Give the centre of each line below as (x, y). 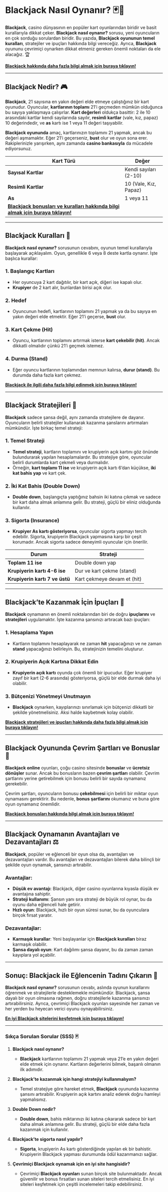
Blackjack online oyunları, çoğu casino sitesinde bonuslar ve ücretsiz (77, 767)
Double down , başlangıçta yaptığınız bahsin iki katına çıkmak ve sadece (86, 497)
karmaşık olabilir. (30, 944)
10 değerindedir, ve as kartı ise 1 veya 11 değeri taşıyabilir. (64, 123)
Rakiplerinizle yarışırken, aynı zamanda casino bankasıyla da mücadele (79, 143)
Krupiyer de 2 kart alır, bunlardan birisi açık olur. (62, 287)
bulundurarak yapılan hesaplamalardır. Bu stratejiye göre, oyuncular (82, 457)
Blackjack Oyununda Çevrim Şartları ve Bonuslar (82, 748)
